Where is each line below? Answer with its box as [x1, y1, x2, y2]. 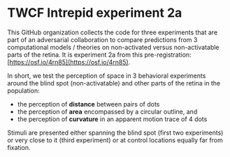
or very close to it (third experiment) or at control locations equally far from [7, 135, 224, 144]
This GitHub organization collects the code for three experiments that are [7, 28, 218, 36]
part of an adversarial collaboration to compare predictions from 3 [7, 35, 198, 43]
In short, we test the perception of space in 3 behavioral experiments [7, 71, 206, 80]
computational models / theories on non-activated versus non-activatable [7, 43, 220, 51]
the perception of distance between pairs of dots [17, 100, 160, 108]
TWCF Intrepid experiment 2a [7, 5, 182, 21]
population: [7, 86, 40, 95]
